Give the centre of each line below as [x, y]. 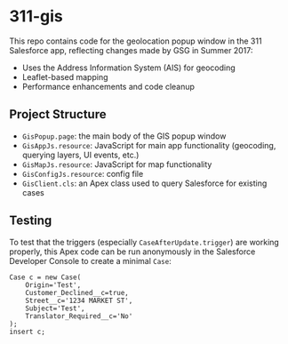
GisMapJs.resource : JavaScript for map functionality [117, 164]
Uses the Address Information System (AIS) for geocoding [128, 68]
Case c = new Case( [45, 277]
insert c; [28, 332]
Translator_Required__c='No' [79, 316]
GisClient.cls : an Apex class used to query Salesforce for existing [144, 183]
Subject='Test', [56, 308]
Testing [31, 221]
